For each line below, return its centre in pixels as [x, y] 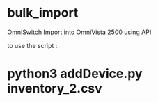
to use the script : [32, 45]
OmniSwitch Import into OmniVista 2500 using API [79, 32]
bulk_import [43, 13]
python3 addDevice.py [75, 74]
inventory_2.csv [55, 89]
